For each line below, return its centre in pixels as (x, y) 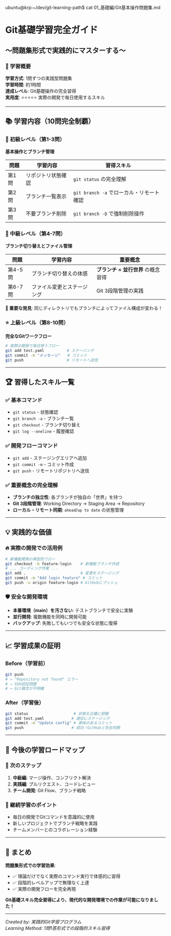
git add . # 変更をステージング (62, 573)
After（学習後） (25, 703)
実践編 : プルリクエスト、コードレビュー (54, 784)
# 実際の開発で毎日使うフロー (32, 346)
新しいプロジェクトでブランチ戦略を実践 (55, 823)
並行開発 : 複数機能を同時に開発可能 (50, 617)
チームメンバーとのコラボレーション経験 (55, 830)
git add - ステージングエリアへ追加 (50, 458)
